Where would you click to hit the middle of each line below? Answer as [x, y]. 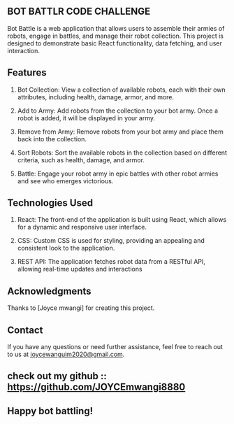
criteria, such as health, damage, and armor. [81, 160]
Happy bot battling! [50, 411]
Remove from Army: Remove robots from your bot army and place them [120, 132]
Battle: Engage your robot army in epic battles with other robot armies [118, 174]
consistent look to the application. [66, 248]
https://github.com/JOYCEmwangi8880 [96, 387]
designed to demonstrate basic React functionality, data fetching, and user [115, 43]
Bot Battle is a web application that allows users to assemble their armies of [116, 28]
